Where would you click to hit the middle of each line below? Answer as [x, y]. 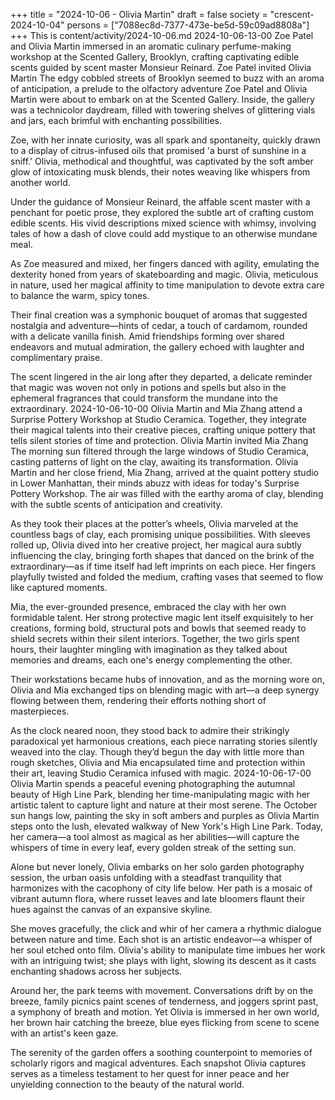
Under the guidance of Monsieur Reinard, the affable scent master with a [160, 202]
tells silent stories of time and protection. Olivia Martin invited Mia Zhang [159, 440]
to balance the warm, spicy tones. [80, 295]
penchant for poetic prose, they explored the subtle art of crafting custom [162, 212]
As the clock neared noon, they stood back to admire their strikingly [150, 730]
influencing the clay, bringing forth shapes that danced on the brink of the [162, 555]
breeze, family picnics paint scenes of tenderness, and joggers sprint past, [164, 1001]
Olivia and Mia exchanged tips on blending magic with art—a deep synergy [165, 690]
